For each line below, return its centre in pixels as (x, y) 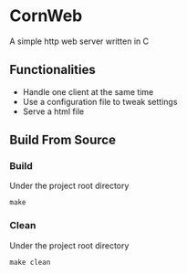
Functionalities (52, 70)
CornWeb (46, 16)
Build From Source (63, 140)
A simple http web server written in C (79, 41)
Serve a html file (53, 111)
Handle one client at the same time (88, 91)
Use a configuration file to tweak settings (100, 101)
